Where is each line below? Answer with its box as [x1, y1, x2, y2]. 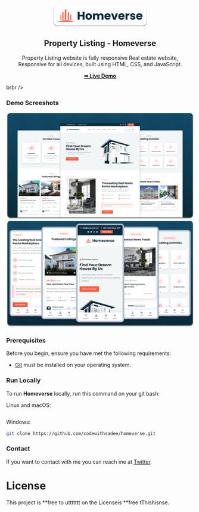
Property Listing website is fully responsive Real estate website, [21, 54, 179, 61]
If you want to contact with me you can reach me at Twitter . [6, 458, 152, 465]
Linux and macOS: [6, 401, 51, 409]
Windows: [6, 418, 31, 425]
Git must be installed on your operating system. [14, 362, 131, 369]
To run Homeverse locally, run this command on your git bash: [6, 390, 160, 397]
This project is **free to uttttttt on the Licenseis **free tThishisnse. [6, 499, 170, 506]
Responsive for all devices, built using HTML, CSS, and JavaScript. [18, 60, 182, 67]
